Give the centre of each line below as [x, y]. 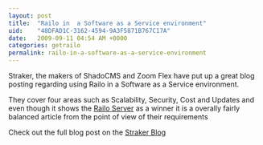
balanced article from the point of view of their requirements [108, 117]
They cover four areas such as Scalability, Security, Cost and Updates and [131, 100]
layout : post [30, 16]
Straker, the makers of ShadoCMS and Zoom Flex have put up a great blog [131, 76]
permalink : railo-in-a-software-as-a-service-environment [107, 53]
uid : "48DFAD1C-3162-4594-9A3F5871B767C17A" [90, 30]
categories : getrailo [45, 46]
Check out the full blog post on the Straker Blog [87, 132]
